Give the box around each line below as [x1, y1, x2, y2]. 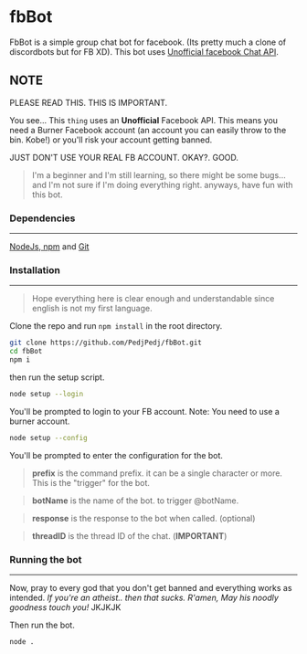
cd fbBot [9, 347, 43, 356]
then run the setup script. [9, 372, 105, 383]
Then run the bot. [9, 619, 75, 631]
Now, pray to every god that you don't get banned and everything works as [9, 583, 292, 594]
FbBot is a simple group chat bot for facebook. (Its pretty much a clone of [9, 37, 286, 47]
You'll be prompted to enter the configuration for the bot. [9, 449, 224, 460]
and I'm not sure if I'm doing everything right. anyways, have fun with [31, 179, 294, 190]
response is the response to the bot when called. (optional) [31, 512, 256, 523]
